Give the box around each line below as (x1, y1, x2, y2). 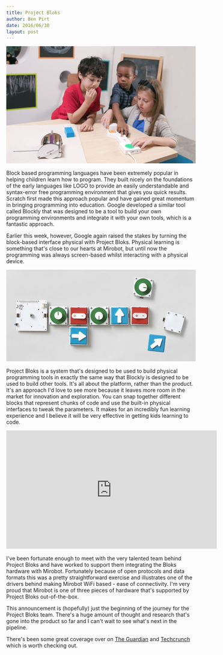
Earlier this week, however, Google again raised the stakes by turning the (6, 232, 187, 240)
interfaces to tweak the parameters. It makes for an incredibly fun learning (6, 406, 191, 413)
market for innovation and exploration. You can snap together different (6, 392, 181, 400)
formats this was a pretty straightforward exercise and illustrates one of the (6, 574, 193, 581)
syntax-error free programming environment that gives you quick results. (6, 189, 188, 196)
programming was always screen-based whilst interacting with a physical (6, 251, 188, 258)
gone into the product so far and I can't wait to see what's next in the (6, 617, 177, 624)
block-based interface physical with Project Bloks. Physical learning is (6, 239, 180, 246)
